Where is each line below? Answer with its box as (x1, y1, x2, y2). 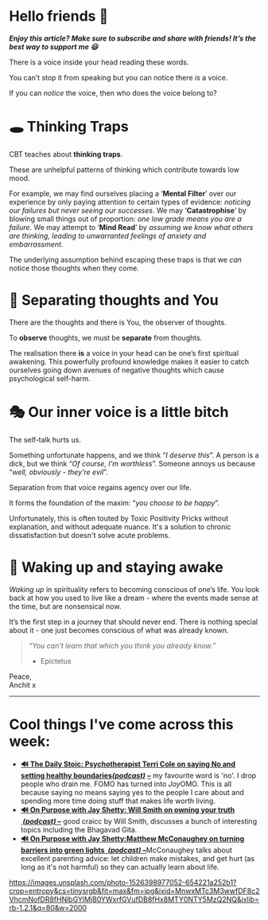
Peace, (9, 672, 33, 681)
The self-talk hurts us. (9, 435, 82, 444)
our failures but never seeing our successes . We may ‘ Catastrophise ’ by (9, 205, 247, 215)
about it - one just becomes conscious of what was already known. (9, 625, 229, 635)
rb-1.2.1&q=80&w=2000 (9, 902, 87, 912)
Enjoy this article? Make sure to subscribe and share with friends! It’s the (9, 33, 257, 43)
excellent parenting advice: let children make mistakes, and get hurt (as (20, 853, 255, 863)
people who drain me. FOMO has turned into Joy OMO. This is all (20, 779, 232, 789)
